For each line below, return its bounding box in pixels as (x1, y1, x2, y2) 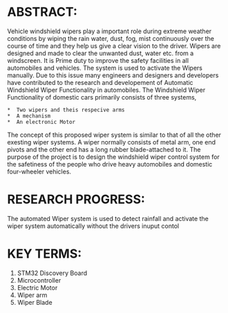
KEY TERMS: (7, 246, 82, 262)
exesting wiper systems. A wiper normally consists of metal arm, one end (7, 137, 216, 146)
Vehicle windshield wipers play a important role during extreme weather (7, 27, 212, 35)
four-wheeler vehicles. (7, 167, 71, 176)
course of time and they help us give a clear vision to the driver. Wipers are (7, 41, 221, 50)
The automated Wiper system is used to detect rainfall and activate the (7, 214, 209, 222)
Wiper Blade (17, 298, 53, 306)
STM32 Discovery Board (17, 269, 88, 277)
